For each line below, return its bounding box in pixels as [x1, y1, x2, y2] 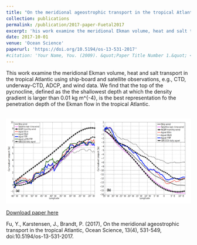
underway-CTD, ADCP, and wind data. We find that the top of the [6, 82, 164, 89]
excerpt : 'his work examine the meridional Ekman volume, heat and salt [6, 28, 188, 34]
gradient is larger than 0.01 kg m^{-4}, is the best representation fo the [6, 94, 176, 101]
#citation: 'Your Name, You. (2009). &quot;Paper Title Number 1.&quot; [6, 53, 188, 58]
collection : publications [6, 15, 69, 22]
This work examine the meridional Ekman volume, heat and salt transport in [6, 69, 188, 76]
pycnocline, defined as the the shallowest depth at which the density [6, 88, 172, 95]
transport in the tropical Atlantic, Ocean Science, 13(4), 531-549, [6, 226, 162, 233]
